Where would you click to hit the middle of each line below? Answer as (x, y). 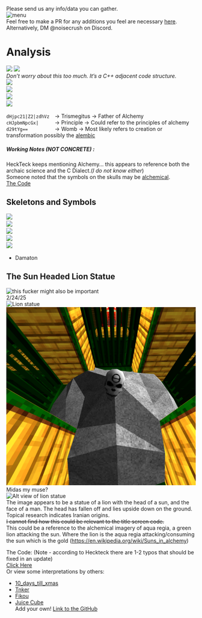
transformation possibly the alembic (51, 135)
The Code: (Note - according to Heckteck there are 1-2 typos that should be (100, 552)
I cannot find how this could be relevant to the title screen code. (85, 522)
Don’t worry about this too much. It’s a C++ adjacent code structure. (91, 76)
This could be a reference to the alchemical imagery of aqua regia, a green (99, 528)
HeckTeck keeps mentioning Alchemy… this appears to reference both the (98, 164)
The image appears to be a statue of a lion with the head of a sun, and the (98, 502)
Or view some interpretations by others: (55, 571)
